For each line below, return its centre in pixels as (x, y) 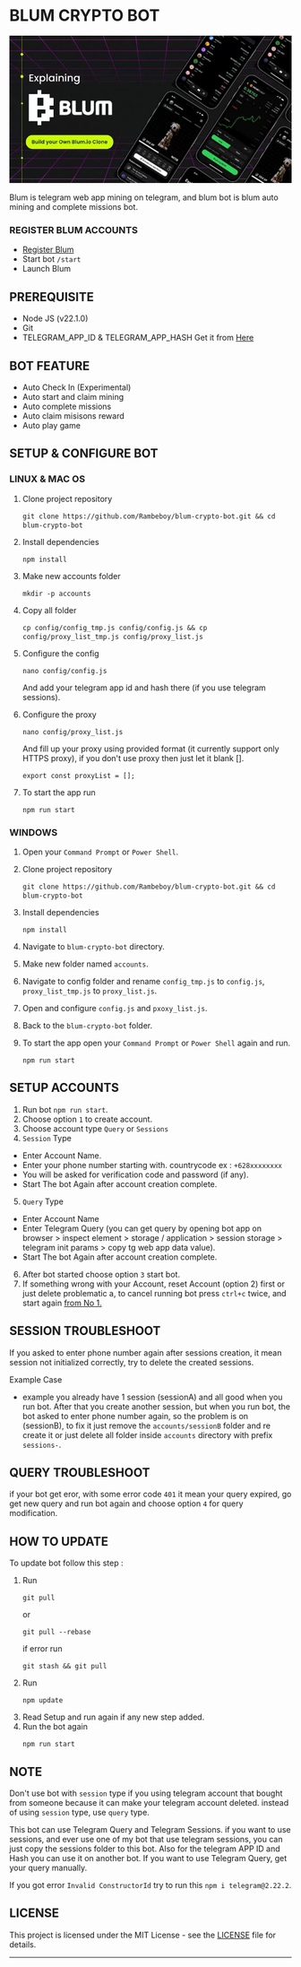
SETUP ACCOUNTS (64, 1088)
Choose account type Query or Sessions (95, 1128)
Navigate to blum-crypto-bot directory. (94, 947)
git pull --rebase (56, 1633)
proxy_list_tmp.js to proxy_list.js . (90, 991)
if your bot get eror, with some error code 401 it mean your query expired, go (150, 1495)
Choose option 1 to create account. (87, 1119)
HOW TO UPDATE (59, 1542)
